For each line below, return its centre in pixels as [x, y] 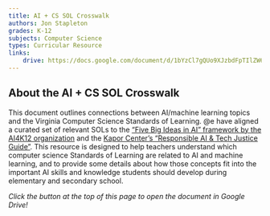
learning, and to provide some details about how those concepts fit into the [133, 163]
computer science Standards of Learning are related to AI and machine [126, 155]
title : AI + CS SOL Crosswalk [59, 16]
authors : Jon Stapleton [48, 23]
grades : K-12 [30, 31]
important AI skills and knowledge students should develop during [118, 172]
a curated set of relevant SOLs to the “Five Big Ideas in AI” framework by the [135, 129]
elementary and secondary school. [66, 181]
